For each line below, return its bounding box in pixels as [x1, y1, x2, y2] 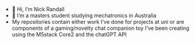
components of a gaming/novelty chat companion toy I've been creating [11, 24, 190, 32]
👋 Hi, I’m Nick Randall [11, 6, 64, 12]
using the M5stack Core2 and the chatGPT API [11, 31, 127, 38]
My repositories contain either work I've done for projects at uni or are [11, 18, 185, 25]
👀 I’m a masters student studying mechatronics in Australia [11, 12, 157, 19]
